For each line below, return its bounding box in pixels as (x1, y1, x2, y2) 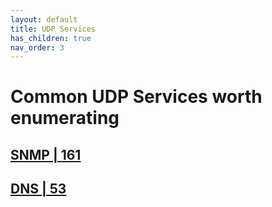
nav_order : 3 (10, 42, 65, 53)
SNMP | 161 (10, 146, 82, 163)
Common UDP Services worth (10, 86, 263, 108)
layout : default (10, 14, 78, 25)
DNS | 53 (10, 181, 67, 198)
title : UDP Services (10, 24, 97, 34)
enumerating (10, 107, 120, 130)
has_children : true (10, 33, 92, 43)
